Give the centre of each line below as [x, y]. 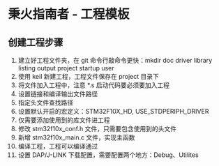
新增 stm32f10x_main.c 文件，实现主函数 [76, 137]
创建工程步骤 [36, 42]
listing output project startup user [66, 68]
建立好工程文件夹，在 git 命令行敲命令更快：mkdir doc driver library [115, 60]
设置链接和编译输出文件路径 [58, 94]
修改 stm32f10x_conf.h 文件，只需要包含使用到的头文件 [97, 129]
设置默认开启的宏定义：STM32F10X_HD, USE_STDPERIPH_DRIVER [113, 111]
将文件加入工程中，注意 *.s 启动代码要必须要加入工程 [94, 85]
